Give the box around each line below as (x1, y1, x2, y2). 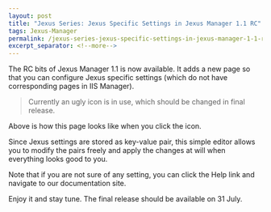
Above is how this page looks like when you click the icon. (8, 121, 202, 131)
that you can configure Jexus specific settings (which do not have (8, 73, 228, 83)
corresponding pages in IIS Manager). (8, 82, 135, 91)
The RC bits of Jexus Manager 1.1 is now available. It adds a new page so (8, 64, 251, 74)
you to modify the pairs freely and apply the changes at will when (8, 146, 226, 155)
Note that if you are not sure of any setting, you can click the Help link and (8, 170, 256, 180)
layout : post (8, 11, 52, 20)
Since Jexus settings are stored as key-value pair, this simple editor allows (8, 137, 256, 146)
